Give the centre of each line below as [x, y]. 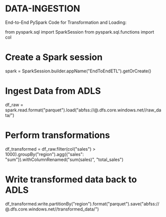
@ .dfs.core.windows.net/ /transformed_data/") [52, 209]
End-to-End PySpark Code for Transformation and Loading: [66, 22]
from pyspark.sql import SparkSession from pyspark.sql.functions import [80, 32]
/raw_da [153, 110]
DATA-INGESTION [43, 9]
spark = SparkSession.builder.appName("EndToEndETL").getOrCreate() [78, 71]
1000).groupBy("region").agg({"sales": [45, 154]
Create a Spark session [54, 57]
